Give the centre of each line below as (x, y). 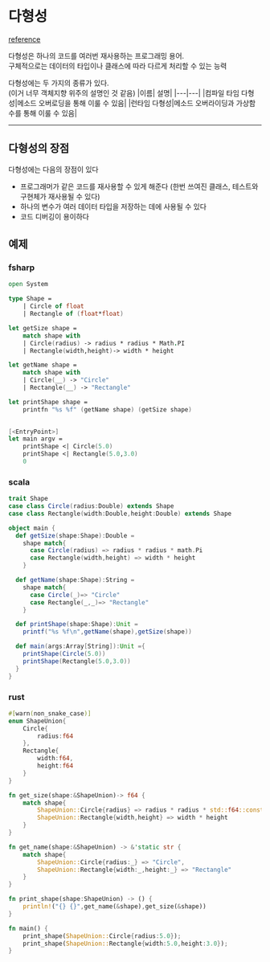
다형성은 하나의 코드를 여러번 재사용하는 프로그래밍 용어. (96, 55)
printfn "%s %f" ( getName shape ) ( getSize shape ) (108, 409)
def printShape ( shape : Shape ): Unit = (77, 624)
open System (28, 285)
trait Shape (28, 499)
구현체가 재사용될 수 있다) (60, 196)
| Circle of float (53, 306)
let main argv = (35, 439)
